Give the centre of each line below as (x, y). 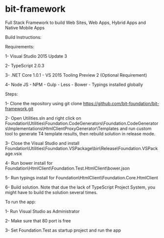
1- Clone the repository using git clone (44, 103)
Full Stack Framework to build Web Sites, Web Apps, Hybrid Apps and (75, 22)
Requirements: (20, 46)
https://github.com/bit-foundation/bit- (121, 103)
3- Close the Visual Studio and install (42, 143)
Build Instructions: (23, 37)
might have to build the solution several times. (51, 192)
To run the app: (21, 202)
